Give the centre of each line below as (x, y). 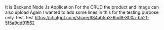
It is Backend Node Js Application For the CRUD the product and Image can (82, 7)
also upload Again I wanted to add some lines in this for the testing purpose (82, 12)
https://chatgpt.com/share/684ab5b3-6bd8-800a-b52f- (92, 17)
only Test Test (20, 17)
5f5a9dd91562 (20, 23)
